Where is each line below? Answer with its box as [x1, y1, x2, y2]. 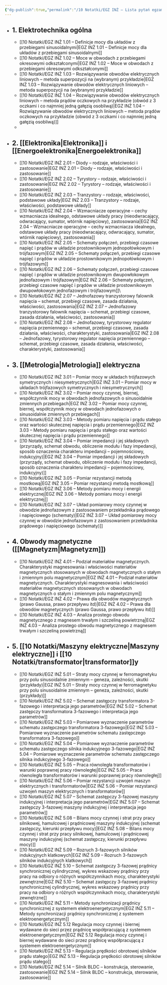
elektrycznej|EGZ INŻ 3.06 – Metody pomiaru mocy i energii [19, 491, 143, 497]
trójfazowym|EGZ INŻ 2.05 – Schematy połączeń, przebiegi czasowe [19, 250, 161, 256]
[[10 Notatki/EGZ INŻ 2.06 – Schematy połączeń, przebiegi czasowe [19, 266, 159, 272]
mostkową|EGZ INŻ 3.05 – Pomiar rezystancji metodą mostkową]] [19, 480, 155, 486]
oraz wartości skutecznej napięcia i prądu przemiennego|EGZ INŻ [19, 422, 155, 428]
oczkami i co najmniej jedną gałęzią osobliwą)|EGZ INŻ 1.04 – [19, 103, 145, 109]
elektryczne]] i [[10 [11, 650, 72, 659]
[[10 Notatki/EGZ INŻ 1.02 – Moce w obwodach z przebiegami [19, 55, 146, 61]
